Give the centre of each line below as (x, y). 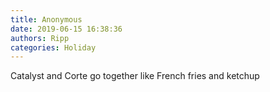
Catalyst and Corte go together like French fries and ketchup (135, 76)
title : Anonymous (46, 19)
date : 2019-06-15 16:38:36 (66, 29)
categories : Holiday (53, 47)
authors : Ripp (40, 38)
